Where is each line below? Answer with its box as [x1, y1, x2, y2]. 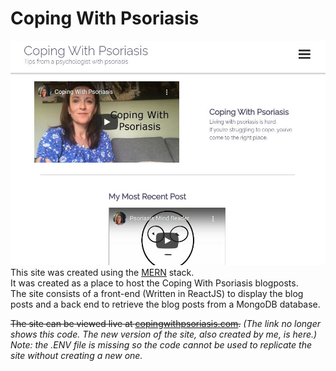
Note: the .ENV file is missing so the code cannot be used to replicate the [10, 339, 312, 351]
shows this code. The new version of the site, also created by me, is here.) [10, 328, 318, 341]
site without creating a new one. [10, 350, 143, 362]
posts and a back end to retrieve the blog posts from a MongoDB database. [10, 298, 321, 311]
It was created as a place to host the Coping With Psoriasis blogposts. [10, 277, 299, 289]
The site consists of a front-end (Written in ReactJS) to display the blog [10, 288, 304, 300]
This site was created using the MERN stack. [10, 267, 195, 279]
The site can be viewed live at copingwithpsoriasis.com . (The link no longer [10, 318, 322, 330]
